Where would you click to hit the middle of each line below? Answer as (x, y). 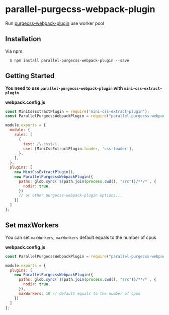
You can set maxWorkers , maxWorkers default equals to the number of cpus (81, 237)
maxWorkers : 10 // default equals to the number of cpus (79, 293)
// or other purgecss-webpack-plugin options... (70, 196)
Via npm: (14, 51)
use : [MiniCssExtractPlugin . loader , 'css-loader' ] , (79, 149)
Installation (23, 39)
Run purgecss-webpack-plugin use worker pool (55, 23)
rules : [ (23, 135)
